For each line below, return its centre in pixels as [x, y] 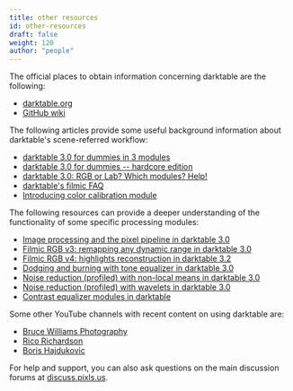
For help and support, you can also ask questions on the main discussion [144, 368]
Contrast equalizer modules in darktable [97, 297]
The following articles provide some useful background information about [145, 130]
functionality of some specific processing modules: [104, 222]
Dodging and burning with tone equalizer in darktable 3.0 [128, 268]
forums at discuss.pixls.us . [59, 378]
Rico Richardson [53, 341]
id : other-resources [48, 26]
